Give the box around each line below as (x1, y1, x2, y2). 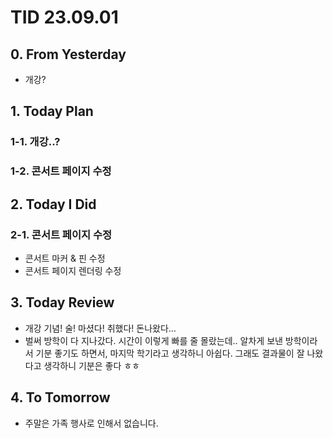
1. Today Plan (10, 103, 94, 120)
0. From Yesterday (10, 46, 127, 63)
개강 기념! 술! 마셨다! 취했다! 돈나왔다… (24, 322, 177, 334)
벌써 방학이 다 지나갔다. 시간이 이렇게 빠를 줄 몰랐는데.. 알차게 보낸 (24, 334, 283, 346)
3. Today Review (10, 294, 115, 311)
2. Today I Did (10, 196, 97, 213)
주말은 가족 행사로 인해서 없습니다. (24, 417, 159, 429)
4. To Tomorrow (10, 389, 111, 406)
